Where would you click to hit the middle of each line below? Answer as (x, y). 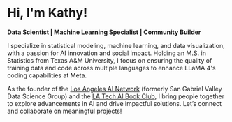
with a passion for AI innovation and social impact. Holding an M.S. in (107, 53)
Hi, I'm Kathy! (48, 13)
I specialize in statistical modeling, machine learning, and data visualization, (116, 45)
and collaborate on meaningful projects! (65, 111)
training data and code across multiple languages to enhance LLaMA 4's (111, 68)
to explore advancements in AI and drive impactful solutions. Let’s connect (115, 103)
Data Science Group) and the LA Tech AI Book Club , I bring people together (116, 96)
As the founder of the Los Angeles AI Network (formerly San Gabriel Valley (115, 89)
